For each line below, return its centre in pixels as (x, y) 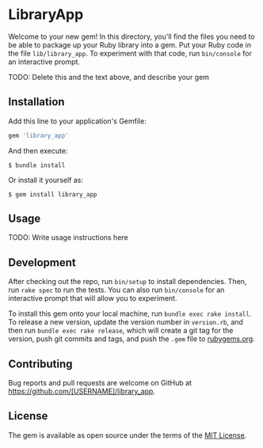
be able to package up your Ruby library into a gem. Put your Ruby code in (130, 44)
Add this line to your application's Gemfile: (77, 121)
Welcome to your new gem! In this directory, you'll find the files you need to (131, 36)
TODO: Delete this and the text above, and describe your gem (109, 77)
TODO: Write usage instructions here (68, 237)
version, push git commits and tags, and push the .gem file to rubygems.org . (132, 339)
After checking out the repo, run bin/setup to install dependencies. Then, (128, 282)
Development (42, 262)
